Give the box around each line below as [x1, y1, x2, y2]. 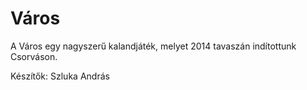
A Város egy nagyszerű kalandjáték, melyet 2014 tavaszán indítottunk [10, 40, 297, 52]
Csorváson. [10, 50, 58, 62]
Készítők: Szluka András [10, 70, 110, 82]
